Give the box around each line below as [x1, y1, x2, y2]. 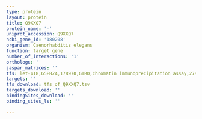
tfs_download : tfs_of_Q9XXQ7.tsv [6, 82, 90, 88]
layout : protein [6, 14, 47, 20]
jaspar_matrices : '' [6, 64, 58, 71]
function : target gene [6, 48, 63, 54]
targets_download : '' [6, 87, 61, 93]
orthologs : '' [6, 59, 42, 65]
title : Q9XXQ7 [6, 20, 42, 26]
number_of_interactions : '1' [6, 53, 79, 59]
